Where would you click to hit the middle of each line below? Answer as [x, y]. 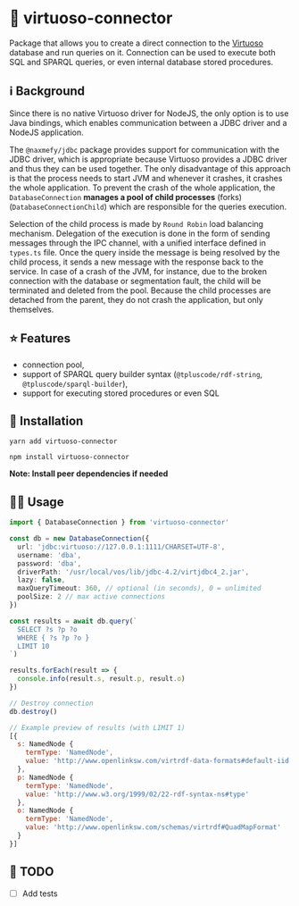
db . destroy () [33, 711]
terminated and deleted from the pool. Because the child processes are [140, 290]
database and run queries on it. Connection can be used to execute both [143, 52]
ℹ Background [47, 92]
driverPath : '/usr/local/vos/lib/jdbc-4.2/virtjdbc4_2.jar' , [133, 572]
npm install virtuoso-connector [69, 457]
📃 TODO [32, 872]
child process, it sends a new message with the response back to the [137, 262]
